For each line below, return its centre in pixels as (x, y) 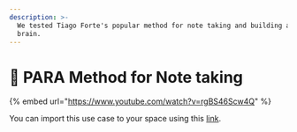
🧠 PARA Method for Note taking (126, 77)
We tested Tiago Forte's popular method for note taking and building (150, 26)
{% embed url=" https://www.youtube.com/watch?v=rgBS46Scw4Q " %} (141, 101)
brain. (29, 33)
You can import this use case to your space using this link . (115, 119)
